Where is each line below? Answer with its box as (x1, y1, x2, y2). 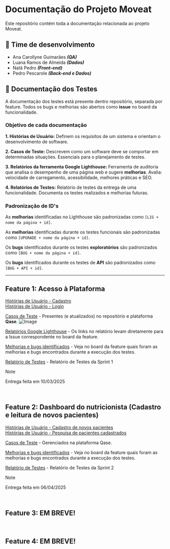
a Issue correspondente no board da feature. (5, 333, 99, 339)
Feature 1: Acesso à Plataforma (5, 284, 105, 293)
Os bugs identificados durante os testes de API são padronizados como (5, 260, 156, 266)
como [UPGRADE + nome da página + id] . (5, 234, 90, 241)
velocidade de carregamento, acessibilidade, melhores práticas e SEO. (5, 174, 153, 181)
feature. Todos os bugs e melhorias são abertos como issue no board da (5, 104, 157, 110)
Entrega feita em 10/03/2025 (5, 378, 65, 384)
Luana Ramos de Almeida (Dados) (12, 59, 84, 65)
